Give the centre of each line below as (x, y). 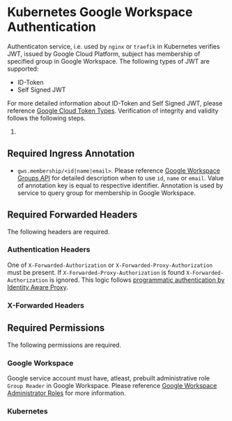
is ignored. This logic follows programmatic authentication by (137, 280)
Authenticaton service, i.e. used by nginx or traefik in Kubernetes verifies (114, 46)
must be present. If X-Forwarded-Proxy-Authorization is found (96, 272)
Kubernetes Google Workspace (100, 12)
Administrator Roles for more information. (67, 393)
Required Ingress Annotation (71, 154)
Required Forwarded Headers (72, 215)
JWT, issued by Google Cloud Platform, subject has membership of (104, 54)
